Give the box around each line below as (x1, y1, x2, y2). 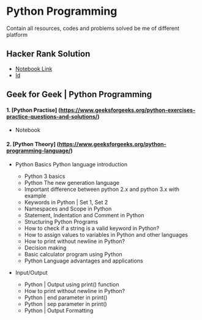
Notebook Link (15, 65, 53, 72)
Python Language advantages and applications (24, 257, 144, 264)
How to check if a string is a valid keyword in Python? (24, 225, 160, 232)
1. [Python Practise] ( (6, 106, 61, 114)
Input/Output (15, 269, 48, 276)
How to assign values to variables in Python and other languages (24, 231, 189, 238)
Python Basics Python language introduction (15, 160, 127, 168)
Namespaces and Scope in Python (24, 205, 112, 212)
